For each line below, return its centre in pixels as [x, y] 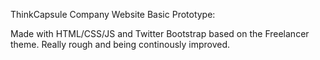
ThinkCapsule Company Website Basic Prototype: [113, 14]
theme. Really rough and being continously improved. [120, 44]
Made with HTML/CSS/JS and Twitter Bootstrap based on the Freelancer [160, 33]
